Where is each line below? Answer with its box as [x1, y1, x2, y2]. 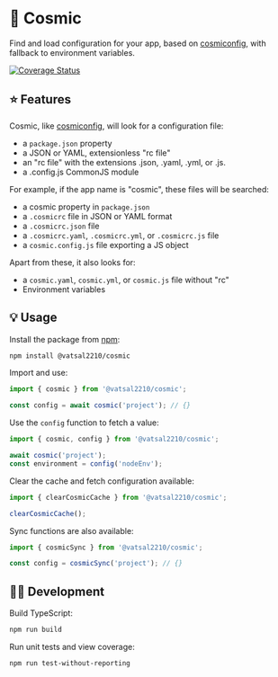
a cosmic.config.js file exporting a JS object [22, 239, 189, 250]
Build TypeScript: [9, 608, 74, 619]
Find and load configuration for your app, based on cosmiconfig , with [9, 38, 267, 49]
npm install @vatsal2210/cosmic [9, 351, 130, 361]
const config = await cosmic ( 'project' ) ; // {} [9, 401, 192, 410]
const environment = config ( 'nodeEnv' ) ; [9, 459, 164, 468]
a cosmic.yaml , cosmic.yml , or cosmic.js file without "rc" [22, 274, 229, 285]
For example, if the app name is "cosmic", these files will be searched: [9, 183, 270, 194]
